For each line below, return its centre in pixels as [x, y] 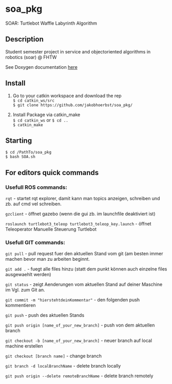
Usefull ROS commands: [36, 187]
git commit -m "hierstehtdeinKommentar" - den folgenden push [73, 300]
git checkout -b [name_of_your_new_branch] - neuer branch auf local [79, 341]
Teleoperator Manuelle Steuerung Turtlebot [51, 229]
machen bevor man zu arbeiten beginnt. [47, 259]
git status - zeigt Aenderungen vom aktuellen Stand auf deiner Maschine [84, 284]
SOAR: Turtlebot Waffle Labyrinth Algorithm [51, 23]
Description [24, 39]
